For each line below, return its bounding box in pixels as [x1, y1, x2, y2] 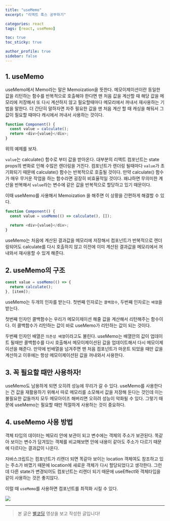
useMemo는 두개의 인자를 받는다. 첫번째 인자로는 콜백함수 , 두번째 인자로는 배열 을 [5, 299, 163, 305]
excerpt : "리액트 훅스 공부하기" [5, 12, 66, 17]
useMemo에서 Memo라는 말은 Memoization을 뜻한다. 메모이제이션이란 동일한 [5, 86, 160, 93]
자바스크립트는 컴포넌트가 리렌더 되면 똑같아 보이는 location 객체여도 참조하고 [5, 456, 158, 462]
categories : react [5, 21, 44, 26]
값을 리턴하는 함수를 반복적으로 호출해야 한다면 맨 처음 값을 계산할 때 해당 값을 [5, 93, 159, 99]
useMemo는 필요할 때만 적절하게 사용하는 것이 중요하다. [14, 402, 126, 408]
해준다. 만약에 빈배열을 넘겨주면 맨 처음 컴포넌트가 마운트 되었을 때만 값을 [18, 346, 163, 352]
